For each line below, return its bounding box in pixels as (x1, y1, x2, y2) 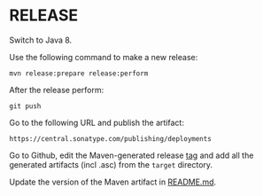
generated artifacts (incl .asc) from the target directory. (9, 159, 213, 169)
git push (9, 101, 42, 111)
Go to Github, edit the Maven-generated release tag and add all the (9, 150, 254, 161)
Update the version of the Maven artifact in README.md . (9, 176, 217, 187)
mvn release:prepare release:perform (9, 68, 149, 78)
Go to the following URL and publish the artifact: (9, 117, 184, 128)
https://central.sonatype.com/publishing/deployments (9, 134, 213, 143)
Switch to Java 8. (9, 35, 73, 45)
